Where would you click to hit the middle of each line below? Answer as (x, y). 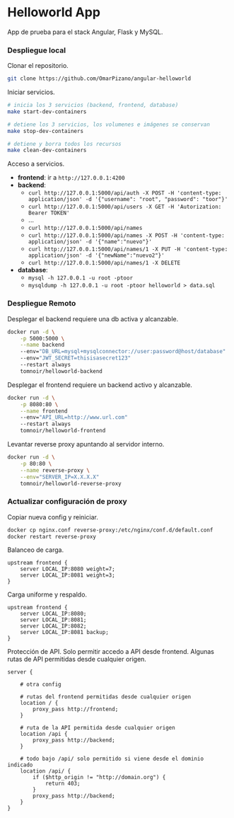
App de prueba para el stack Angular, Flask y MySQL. (85, 32)
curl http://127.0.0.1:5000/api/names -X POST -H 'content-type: (126, 236)
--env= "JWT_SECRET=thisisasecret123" (76, 358)
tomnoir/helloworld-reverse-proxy (71, 483)
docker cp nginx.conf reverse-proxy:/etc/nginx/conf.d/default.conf (110, 530)
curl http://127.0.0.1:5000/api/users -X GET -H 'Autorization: (125, 207)
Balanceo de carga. (36, 550)
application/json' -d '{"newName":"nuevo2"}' (96, 255)
